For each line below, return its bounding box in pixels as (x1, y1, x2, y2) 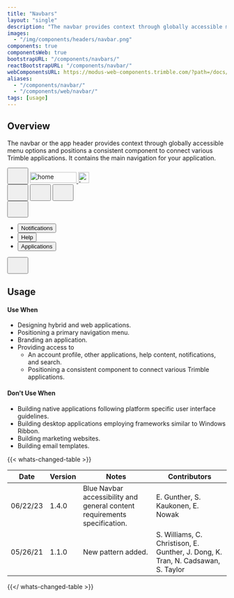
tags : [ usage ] (7, 95, 49, 102)
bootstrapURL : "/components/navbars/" (7, 56, 120, 63)
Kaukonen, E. (155, 500, 199, 510)
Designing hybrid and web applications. (17, 321, 132, 329)
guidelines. (17, 412, 49, 420)
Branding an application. (17, 336, 88, 344)
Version (49, 472, 77, 481)
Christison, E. (155, 538, 200, 548)
